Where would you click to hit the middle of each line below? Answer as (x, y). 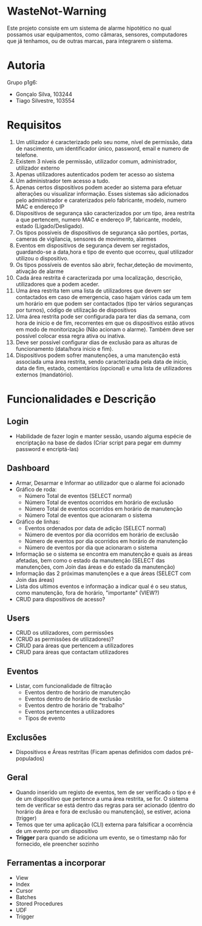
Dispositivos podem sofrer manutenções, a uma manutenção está (98, 355)
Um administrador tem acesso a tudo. (63, 181)
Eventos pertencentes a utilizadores (69, 712)
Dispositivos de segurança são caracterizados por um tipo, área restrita (105, 213)
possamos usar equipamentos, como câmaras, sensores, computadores (97, 34)
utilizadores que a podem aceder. (57, 284)
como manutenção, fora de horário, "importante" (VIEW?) (87, 593)
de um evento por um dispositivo (57, 831)
